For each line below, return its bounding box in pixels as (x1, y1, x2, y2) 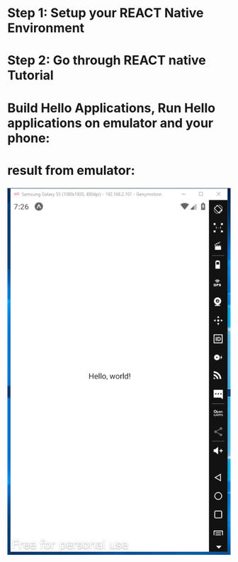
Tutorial (7, 67, 55, 84)
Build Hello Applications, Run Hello (7, 100, 216, 116)
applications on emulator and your (7, 115, 214, 131)
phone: (7, 130, 50, 146)
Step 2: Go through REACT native (7, 52, 207, 69)
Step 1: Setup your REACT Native (7, 5, 204, 21)
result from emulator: (7, 162, 136, 178)
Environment (7, 20, 85, 36)
